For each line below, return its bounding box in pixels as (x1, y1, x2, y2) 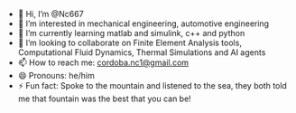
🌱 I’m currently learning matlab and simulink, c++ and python (17, 28, 245, 38)
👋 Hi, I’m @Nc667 (17, 9, 84, 19)
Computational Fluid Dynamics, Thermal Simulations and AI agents (17, 47, 266, 58)
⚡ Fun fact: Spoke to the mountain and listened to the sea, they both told (17, 80, 287, 90)
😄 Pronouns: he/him (17, 71, 95, 80)
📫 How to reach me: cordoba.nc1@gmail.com (17, 57, 190, 68)
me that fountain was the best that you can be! (17, 93, 191, 104)
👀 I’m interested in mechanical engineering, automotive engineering (17, 18, 269, 29)
